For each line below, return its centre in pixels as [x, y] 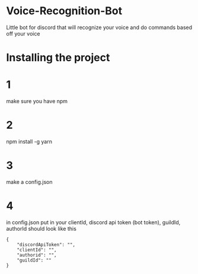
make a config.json [29, 181]
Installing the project [58, 58]
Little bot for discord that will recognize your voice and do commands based [99, 27]
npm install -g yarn [29, 141]
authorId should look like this [41, 228]
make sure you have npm [37, 101]
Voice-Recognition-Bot [64, 11]
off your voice [23, 33]
